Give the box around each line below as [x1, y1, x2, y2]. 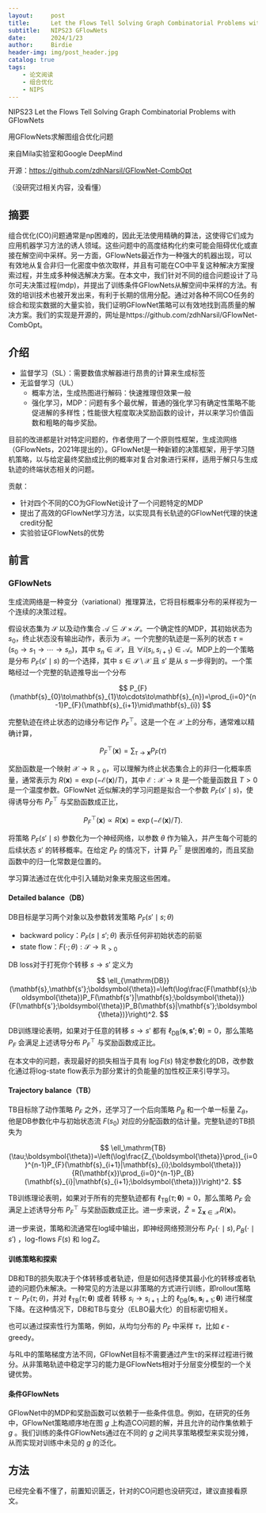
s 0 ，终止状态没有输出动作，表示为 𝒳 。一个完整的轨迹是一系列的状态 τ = [8, 633, 244, 645]
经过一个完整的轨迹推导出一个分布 [14, 668, 127, 677]
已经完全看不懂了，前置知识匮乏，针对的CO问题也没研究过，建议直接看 [8, 1486, 241, 1496]
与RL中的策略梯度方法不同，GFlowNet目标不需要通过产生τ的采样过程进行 [8, 1349, 247, 1359]
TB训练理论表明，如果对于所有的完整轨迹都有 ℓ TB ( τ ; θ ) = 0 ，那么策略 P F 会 [8, 1193, 252, 1205]
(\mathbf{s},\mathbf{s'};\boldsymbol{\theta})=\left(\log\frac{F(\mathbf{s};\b [9, 984, 257, 994]
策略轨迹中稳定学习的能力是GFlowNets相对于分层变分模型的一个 [35, 1360, 245, 1369]
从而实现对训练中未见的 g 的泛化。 [8, 1438, 121, 1448]
